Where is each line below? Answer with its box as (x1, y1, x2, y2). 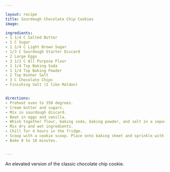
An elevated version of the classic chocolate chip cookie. (5, 160, 124, 167)
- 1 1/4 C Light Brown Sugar (5, 45, 67, 50)
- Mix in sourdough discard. (5, 110, 67, 115)
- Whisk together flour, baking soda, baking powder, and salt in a (5, 119, 153, 124)
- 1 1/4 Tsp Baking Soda (5, 63, 58, 68)
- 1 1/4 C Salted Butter (5, 35, 58, 40)
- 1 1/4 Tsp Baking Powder (5, 68, 62, 73)
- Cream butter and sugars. (5, 105, 65, 110)
